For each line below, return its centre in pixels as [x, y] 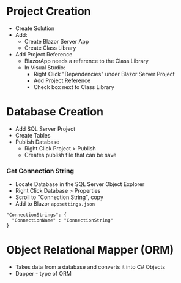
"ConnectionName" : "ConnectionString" [63, 220]
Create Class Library [50, 48]
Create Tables [33, 135]
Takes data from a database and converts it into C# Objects [90, 267]
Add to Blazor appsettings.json [55, 204]
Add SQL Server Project [45, 129]
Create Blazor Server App [57, 41]
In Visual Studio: [45, 67]
